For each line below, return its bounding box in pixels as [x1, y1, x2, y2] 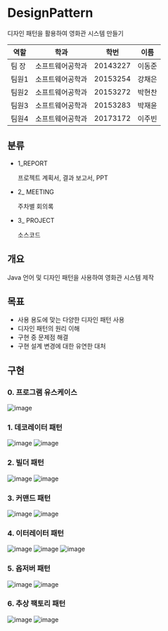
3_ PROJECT [17, 216, 55, 224]
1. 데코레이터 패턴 [7, 422, 63, 432]
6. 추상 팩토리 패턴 [7, 599, 66, 609]
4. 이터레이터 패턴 [7, 528, 65, 538]
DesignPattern [7, 5, 93, 21]
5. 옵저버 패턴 [7, 564, 51, 573]
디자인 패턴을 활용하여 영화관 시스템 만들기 [7, 29, 124, 37]
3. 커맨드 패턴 [7, 493, 51, 503]
